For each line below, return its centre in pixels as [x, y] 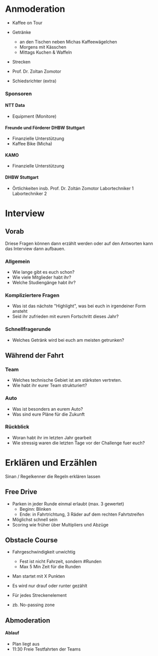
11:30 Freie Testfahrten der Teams [46, 649]
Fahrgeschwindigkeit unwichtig [44, 552]
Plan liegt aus [26, 644]
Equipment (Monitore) [34, 116]
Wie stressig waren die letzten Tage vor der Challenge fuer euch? [79, 443]
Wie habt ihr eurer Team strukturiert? [50, 386]
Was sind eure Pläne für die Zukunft [48, 414]
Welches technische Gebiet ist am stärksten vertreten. [67, 380]
